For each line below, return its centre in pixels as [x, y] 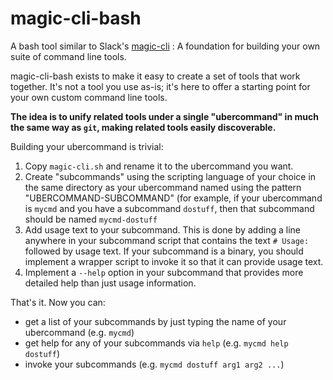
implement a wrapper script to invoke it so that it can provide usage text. [174, 261]
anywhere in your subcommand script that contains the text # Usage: [167, 240]
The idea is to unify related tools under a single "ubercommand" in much [164, 116]
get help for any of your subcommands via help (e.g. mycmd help [156, 343]
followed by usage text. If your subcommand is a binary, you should [164, 251]
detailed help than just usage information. [110, 283]
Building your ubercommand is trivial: [87, 146]
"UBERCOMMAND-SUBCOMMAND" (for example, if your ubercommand [173, 198]
